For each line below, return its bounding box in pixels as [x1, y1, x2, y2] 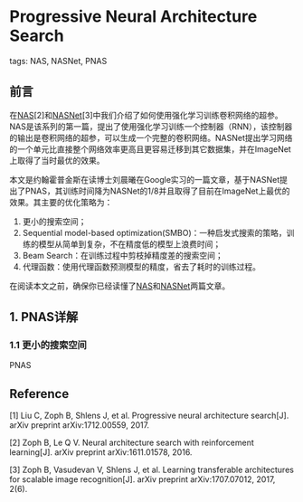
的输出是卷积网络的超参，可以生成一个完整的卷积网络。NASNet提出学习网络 [9, 132, 293, 143]
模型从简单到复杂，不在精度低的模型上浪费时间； [38, 238, 222, 250]
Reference [9, 386, 70, 402]
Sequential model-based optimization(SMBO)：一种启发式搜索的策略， [22, 227, 287, 238]
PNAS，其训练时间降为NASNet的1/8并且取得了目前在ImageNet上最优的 [24, 185, 290, 196]
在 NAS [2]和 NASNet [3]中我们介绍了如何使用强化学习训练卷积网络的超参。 [9, 109, 283, 120]
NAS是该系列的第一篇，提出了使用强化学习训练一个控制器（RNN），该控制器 [9, 120, 293, 132]
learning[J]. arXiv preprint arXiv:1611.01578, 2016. [9, 447, 193, 458]
